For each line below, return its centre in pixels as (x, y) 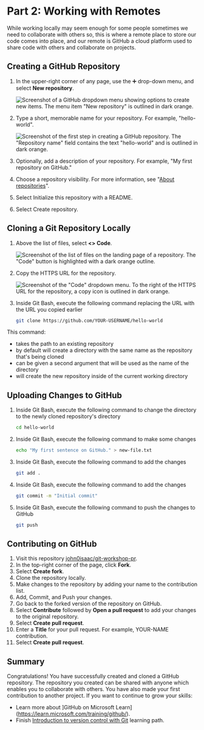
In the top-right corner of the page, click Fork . (73, 565)
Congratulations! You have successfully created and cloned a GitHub (93, 677)
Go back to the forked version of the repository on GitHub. (89, 604)
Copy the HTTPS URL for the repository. (66, 273)
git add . (28, 473)
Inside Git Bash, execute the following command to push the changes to (106, 507)
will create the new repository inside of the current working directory (102, 376)
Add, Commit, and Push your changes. (64, 597)
